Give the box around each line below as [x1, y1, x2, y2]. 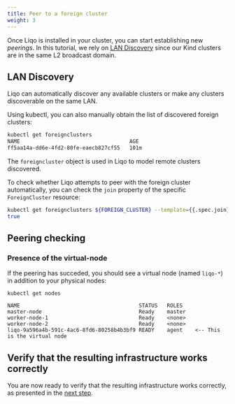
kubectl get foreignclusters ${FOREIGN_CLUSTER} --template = [7, 206, 190, 213]
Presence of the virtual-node [7, 253, 108, 263]
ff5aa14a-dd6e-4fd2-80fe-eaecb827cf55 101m [7, 145, 142, 152]
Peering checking [7, 232, 86, 245]
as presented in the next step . [7, 389, 93, 397]
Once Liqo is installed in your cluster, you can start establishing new [7, 36, 204, 44]
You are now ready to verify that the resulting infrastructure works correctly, [7, 382, 227, 390]
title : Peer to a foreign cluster [7, 10, 108, 17]
